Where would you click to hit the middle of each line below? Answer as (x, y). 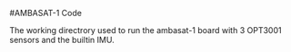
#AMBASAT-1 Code (45, 13)
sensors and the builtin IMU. (62, 40)
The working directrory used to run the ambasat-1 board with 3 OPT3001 (145, 30)
